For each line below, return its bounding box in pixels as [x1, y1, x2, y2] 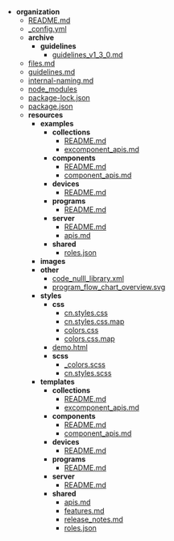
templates [39, 377, 75, 386]
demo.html [52, 343, 89, 351]
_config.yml [27, 24, 67, 33]
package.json [27, 101, 73, 111]
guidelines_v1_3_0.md [52, 50, 123, 59]
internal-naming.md [27, 76, 94, 85]
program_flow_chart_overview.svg [52, 283, 166, 292]
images [39, 257, 66, 266]
